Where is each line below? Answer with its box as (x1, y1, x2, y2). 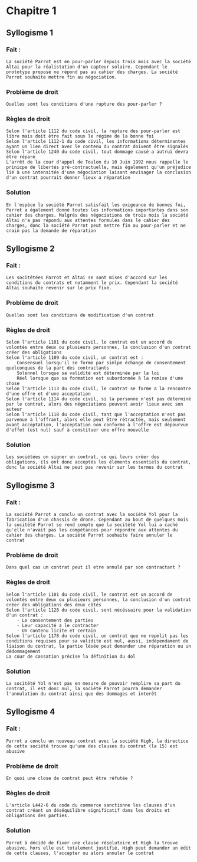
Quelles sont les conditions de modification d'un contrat (6, 312, 155, 318)
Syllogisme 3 (6, 480, 55, 491)
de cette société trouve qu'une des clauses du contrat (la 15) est (6, 743, 178, 749)
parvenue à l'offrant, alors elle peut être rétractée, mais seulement (6, 417, 186, 423)
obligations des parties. (6, 813, 70, 819)
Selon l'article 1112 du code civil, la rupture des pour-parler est (6, 128, 181, 134)
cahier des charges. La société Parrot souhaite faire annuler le (6, 533, 173, 538)
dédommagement (6, 648, 41, 654)
